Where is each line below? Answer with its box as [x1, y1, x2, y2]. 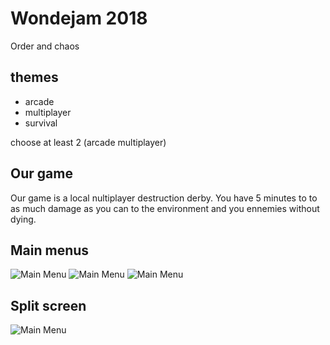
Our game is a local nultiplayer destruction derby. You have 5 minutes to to [10, 192, 318, 204]
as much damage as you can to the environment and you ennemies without [10, 202, 320, 214]
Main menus [10, 242, 90, 259]
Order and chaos [10, 40, 80, 52]
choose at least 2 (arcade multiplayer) [10, 136, 167, 148]
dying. [10, 213, 37, 225]
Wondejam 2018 [10, 7, 148, 30]
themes [10, 69, 59, 86]
